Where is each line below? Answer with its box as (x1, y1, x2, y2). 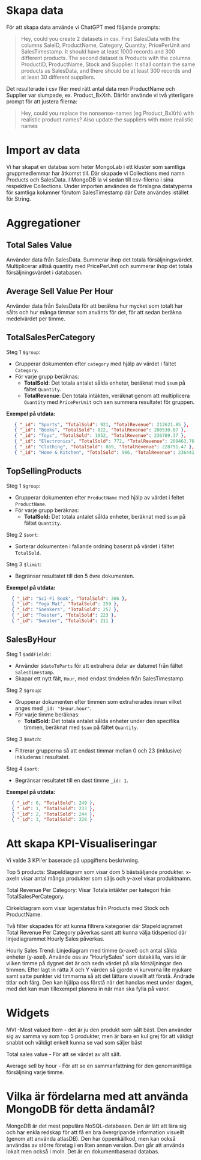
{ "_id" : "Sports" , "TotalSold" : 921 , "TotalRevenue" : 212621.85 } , (14, 421, 190, 427)
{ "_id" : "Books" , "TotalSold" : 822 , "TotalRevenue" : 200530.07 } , (14, 427, 187, 433)
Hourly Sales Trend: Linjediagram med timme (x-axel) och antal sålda (6, 947, 177, 954)
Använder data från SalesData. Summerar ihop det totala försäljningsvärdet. (6, 256, 194, 263)
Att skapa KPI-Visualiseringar (6, 837, 157, 850)
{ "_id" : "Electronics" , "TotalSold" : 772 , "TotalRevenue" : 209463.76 (14, 438, 195, 445)
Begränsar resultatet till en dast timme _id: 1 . (14, 777, 128, 784)
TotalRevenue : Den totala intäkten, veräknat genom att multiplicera (23, 392, 190, 399)
